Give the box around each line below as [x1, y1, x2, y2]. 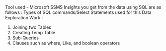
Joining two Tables [12, 24, 51, 30]
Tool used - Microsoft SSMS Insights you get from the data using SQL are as [5, 4, 162, 10]
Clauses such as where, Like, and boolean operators [12, 40, 120, 46]
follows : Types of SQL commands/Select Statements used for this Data [5, 9, 152, 15]
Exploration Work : [5, 15, 43, 20]
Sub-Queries [12, 35, 39, 41]
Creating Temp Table [12, 30, 56, 35]
